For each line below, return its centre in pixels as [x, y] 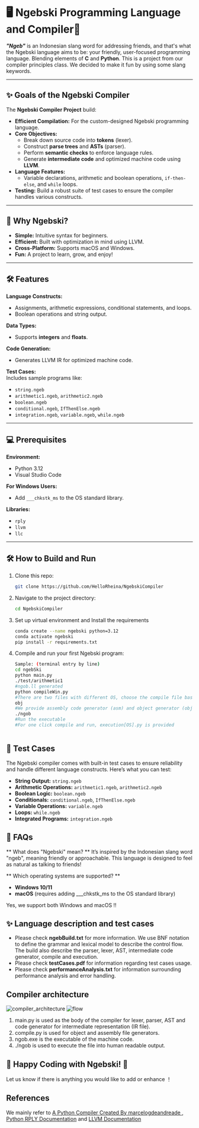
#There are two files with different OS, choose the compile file [98, 697]
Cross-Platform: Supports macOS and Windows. [75, 248]
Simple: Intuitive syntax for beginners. [61, 235]
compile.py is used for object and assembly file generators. [87, 1033]
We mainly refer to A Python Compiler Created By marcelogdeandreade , [95, 1113]
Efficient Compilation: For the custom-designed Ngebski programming [102, 121]
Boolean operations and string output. [61, 314]
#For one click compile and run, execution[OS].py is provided [94, 725]
